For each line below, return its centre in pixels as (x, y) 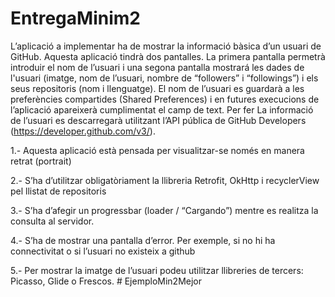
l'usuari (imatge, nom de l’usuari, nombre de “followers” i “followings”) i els (164, 78)
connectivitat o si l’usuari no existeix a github (103, 251)
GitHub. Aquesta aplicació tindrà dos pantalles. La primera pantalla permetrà (168, 56)
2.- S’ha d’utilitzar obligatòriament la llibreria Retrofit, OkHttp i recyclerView (165, 180)
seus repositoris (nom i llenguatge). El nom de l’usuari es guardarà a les (157, 88)
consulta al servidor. (52, 221)
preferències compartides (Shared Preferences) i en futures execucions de (165, 99)
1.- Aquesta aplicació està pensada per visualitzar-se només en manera (157, 150)
